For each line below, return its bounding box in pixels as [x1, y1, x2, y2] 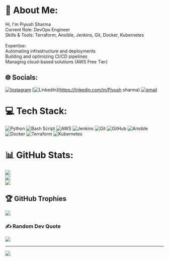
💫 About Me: [5, 5, 58, 16]
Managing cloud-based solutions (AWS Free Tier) [5, 58, 108, 64]
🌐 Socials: [5, 73, 38, 82]
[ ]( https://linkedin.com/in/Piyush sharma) [32, 87, 140, 93]
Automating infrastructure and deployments [5, 48, 96, 54]
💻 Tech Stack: [5, 105, 67, 116]
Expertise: [5, 42, 26, 48]
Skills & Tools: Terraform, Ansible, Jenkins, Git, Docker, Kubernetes [5, 32, 144, 38]
